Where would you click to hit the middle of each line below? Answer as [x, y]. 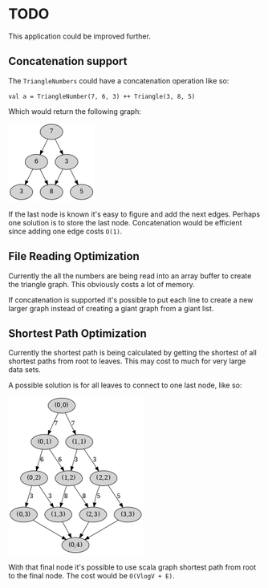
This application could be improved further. [79, 36]
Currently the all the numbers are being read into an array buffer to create [130, 276]
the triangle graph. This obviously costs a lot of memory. [102, 284]
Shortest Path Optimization [77, 333]
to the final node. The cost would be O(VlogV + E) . [91, 576]
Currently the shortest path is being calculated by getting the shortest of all [132, 353]
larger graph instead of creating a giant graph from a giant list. [111, 308]
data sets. [25, 370]
